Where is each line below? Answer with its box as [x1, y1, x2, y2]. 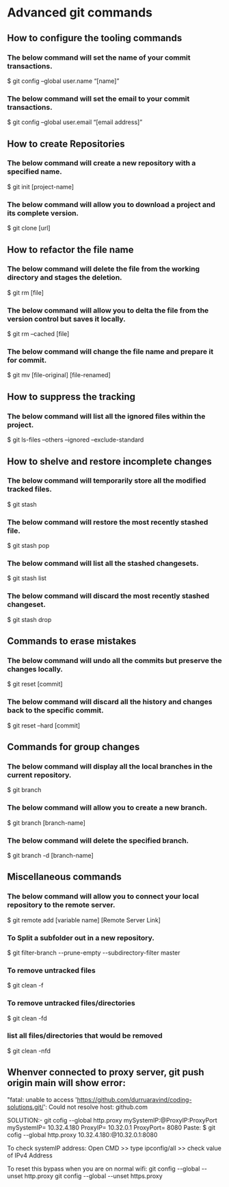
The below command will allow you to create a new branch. [7, 803, 207, 813]
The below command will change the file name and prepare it [7, 347, 214, 357]
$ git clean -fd [7, 1014, 47, 1022]
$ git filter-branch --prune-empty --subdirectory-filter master [7, 948, 180, 957]
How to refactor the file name [7, 243, 135, 255]
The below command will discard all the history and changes [7, 697, 213, 707]
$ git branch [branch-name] [7, 818, 85, 827]
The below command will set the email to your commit [7, 94, 190, 104]
